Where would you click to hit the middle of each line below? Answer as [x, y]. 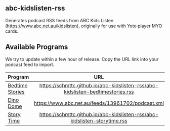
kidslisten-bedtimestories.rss [99, 92]
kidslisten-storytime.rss [99, 120]
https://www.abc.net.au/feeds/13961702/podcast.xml [99, 103]
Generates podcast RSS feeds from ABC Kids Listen [59, 20]
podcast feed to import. [30, 64]
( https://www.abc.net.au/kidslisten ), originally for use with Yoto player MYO [84, 26]
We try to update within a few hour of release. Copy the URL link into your [82, 59]
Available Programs [37, 47]
